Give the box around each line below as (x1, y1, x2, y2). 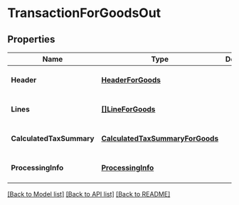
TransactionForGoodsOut (7, 5, 161, 21)
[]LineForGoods (101, 104, 156, 114)
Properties (7, 33, 55, 45)
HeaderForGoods (101, 75, 161, 84)
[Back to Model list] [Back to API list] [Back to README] (7, 190, 171, 198)
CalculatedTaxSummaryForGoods (101, 133, 219, 143)
